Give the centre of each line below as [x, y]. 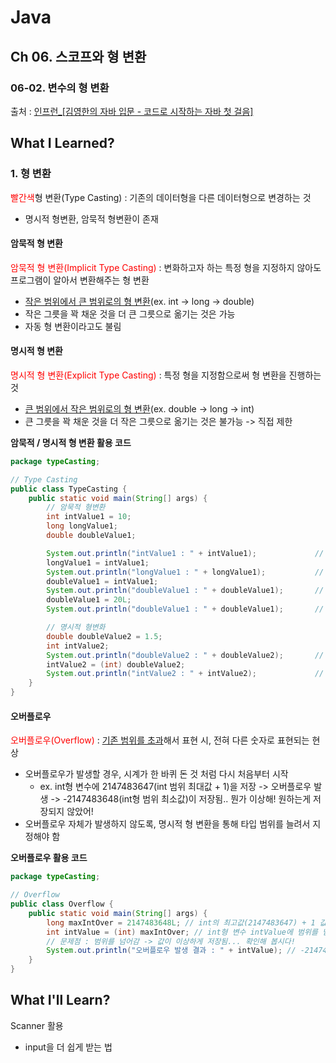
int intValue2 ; [78, 646]
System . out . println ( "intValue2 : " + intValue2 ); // [185, 674]
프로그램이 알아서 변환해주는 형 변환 [80, 280]
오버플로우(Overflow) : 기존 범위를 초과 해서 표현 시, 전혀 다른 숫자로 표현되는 [160, 740]
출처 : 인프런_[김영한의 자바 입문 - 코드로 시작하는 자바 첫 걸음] [132, 111]
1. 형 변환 [31, 174]
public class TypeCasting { [69, 489]
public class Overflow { [62, 904]
